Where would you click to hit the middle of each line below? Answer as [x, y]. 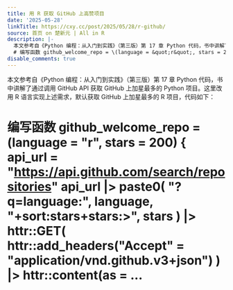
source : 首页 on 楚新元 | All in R [56, 33]
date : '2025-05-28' [35, 20]
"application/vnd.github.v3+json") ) [114, 260]
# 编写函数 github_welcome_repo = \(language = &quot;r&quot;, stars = [117, 53]
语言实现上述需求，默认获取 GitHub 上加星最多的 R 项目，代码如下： [118, 96]
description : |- [31, 40]
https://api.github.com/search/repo [119, 172]
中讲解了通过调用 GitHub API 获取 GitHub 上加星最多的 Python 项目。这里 [112, 88]
